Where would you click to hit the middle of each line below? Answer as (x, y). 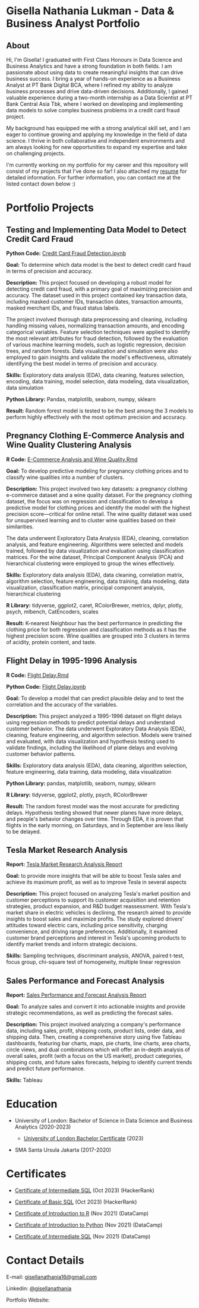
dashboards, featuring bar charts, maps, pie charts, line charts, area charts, (99, 1044)
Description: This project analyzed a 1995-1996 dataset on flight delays (94, 716)
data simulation (25, 388)
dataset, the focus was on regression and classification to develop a (90, 501)
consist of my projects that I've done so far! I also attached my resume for (97, 171)
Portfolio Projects (50, 208)
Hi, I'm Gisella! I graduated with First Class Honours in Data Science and (94, 60)
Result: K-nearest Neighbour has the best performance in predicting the (94, 623)
